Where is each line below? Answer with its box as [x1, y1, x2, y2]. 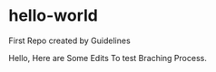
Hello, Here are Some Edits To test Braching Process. [8, 52, 208, 63]
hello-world [8, 5, 99, 26]
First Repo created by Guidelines [8, 35, 131, 46]
